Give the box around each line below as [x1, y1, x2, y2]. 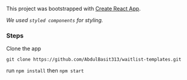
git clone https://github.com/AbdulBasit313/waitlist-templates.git [6, 57, 182, 63]
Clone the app [6, 45, 41, 53]
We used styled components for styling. [6, 17, 103, 23]
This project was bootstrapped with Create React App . [6, 5, 141, 12]
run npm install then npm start [6, 67, 84, 74]
